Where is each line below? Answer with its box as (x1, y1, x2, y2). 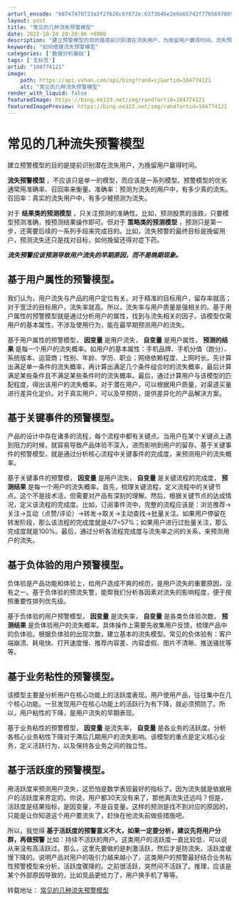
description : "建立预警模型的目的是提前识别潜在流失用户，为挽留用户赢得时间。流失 (7, 37, 227, 44)
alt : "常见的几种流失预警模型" (20, 83, 101, 90)
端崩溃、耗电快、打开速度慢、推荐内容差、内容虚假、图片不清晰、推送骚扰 (7, 638, 225, 648)
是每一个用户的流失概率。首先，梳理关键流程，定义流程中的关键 (27, 483, 215, 491)
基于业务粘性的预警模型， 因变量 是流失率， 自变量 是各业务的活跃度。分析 (7, 724, 226, 732)
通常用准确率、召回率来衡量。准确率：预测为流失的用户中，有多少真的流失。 (7, 184, 232, 193)
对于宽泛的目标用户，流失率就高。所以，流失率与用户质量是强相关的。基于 (7, 302, 225, 311)
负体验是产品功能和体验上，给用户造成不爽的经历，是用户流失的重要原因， (7, 579, 225, 588)
